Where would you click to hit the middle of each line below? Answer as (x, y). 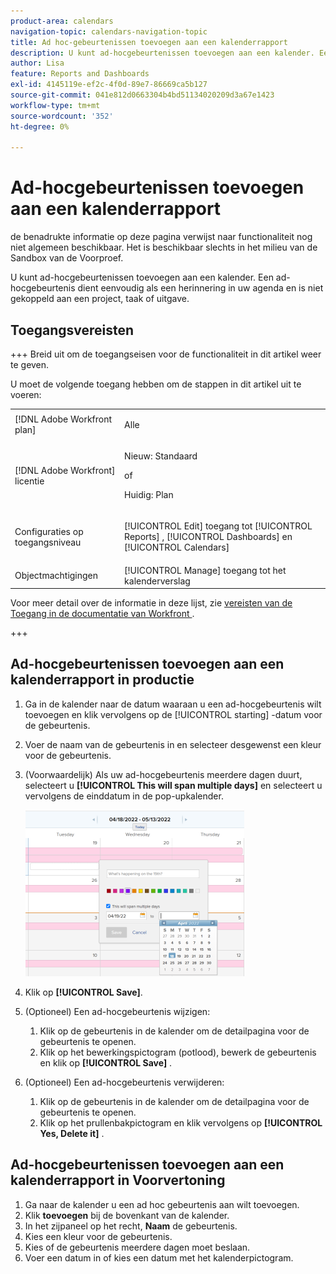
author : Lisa (37, 63)
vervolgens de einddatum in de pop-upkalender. (124, 796)
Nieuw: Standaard (161, 456)
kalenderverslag (157, 581)
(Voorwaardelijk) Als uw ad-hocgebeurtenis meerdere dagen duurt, (163, 774)
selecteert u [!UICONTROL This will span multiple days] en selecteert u (173, 785)
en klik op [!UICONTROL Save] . (106, 1062)
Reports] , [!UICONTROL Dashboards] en (208, 537)
